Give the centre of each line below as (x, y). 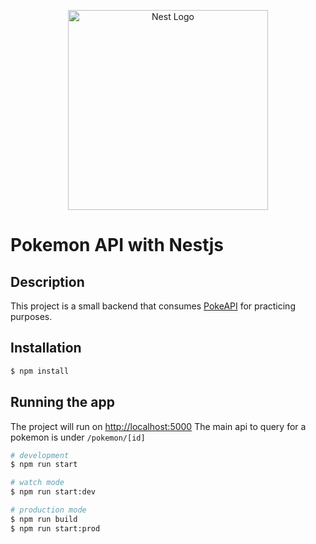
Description (47, 281)
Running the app (62, 402)
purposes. (31, 316)
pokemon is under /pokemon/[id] (78, 437)
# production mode (48, 510)
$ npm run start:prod (55, 528)
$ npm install (40, 371)
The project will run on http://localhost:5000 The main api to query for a (158, 426)
